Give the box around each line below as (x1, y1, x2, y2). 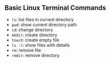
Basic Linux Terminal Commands (4, 4, 107, 12)
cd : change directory (11, 26, 53, 33)
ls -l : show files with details (11, 42, 70, 48)
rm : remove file (11, 47, 41, 53)
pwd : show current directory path (11, 22, 77, 27)
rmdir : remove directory (11, 52, 60, 58)
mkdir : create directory (11, 32, 57, 38)
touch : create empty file (11, 37, 59, 43)
